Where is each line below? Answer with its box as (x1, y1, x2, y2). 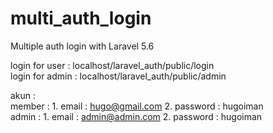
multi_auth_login (10, 7, 152, 30)
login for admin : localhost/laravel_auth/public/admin (10, 70, 227, 82)
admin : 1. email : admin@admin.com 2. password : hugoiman (10, 110, 263, 122)
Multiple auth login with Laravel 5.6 (10, 40, 155, 52)
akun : (10, 89, 37, 101)
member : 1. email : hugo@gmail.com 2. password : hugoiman (10, 100, 264, 112)
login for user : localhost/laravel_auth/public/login (10, 59, 215, 71)
